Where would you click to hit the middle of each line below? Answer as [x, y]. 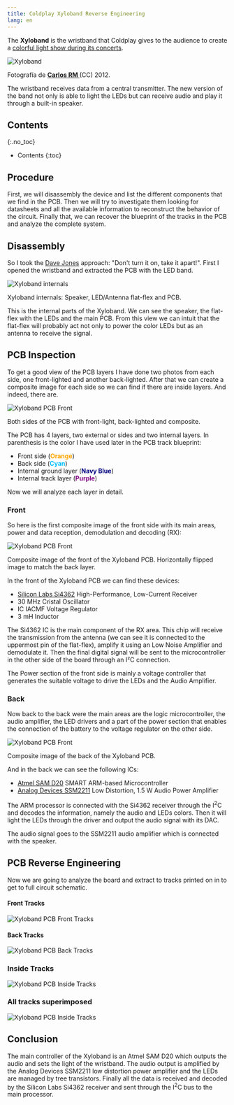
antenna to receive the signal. [50, 333]
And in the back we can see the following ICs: [73, 769]
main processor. [30, 1095]
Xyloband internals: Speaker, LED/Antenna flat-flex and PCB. [94, 297]
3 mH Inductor [38, 617]
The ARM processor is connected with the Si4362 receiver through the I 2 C [115, 805]
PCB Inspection [42, 355]
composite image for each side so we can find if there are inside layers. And [117, 387]
